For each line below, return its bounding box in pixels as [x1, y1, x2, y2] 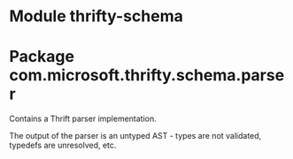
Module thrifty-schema [9, 6, 183, 26]
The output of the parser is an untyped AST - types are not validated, [9, 131, 262, 141]
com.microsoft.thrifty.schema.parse [9, 65, 285, 86]
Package [9, 47, 75, 67]
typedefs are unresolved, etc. [9, 140, 117, 151]
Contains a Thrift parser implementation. [9, 113, 157, 125]
